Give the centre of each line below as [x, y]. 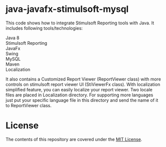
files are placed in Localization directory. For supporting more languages [80, 95]
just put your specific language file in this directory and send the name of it [82, 100]
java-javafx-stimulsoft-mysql [67, 9]
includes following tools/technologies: [44, 28]
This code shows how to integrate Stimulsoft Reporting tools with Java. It [80, 23]
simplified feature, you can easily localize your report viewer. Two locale [79, 89]
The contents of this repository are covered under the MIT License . [74, 139]
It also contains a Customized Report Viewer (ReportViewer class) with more [83, 79]
